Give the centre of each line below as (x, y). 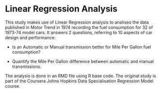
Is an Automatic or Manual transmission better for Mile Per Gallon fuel (81, 47)
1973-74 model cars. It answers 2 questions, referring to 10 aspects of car (79, 32)
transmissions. (27, 66)
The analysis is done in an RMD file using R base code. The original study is (80, 76)
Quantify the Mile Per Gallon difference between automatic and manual (83, 61)
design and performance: (30, 38)
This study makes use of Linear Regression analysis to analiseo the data (77, 22)
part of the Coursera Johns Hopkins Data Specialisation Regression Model (79, 81)
